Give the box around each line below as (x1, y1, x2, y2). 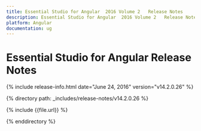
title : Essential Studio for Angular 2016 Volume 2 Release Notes (6, 8, 184, 15)
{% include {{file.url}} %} (6, 107, 68, 114)
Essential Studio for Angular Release (6, 51, 191, 64)
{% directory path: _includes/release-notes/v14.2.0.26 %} (6, 95, 148, 102)
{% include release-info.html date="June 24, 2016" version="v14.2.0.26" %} (6, 83, 194, 91)
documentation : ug (6, 25, 52, 32)
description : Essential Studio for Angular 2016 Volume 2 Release (6, 14, 184, 20)
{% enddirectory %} (6, 118, 56, 125)
